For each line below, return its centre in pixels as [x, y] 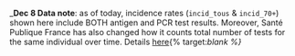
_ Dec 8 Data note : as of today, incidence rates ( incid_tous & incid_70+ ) [144, 13]
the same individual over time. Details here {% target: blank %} [126, 42]
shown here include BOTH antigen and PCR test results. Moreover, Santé [146, 23]
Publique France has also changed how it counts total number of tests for [147, 32]
